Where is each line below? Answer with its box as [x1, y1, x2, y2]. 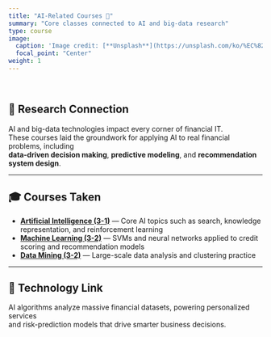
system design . [8, 158, 61, 168]
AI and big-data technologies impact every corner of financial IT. [8, 124, 223, 133]
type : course [8, 27, 52, 35]
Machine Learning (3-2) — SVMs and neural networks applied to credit [19, 233, 259, 242]
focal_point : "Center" [15, 49, 92, 57]
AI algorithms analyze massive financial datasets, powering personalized [8, 302, 250, 312]
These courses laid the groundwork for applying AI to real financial [8, 133, 230, 142]
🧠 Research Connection [8, 103, 129, 116]
